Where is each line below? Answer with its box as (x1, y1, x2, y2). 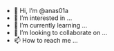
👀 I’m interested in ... (13, 14, 73, 22)
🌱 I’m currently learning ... (13, 21, 88, 29)
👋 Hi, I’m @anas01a (13, 7, 69, 14)
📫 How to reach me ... (13, 37, 78, 44)
